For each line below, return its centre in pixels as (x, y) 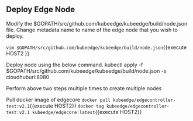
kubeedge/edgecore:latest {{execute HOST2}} (87, 112)
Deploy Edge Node (41, 10)
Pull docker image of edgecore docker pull (58, 99)
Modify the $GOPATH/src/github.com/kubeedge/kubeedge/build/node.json (97, 23)
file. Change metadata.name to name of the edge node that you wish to (92, 30)
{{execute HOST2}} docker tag (67, 106)
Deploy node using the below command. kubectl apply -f (75, 65)
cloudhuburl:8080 (28, 77)
